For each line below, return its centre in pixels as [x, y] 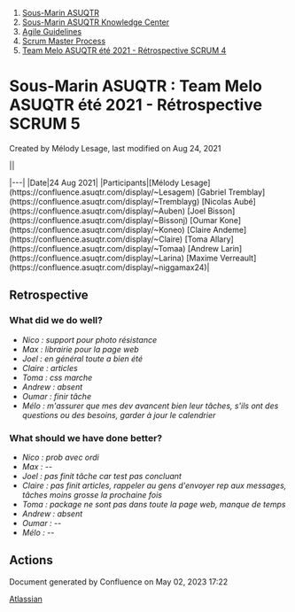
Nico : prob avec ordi [61, 457]
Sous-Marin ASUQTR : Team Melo [136, 86]
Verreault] [238, 258]
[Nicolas [217, 201]
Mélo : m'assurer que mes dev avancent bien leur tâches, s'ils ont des [150, 406]
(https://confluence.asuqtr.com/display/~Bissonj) [99, 220]
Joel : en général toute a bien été [82, 359]
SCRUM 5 [45, 124]
